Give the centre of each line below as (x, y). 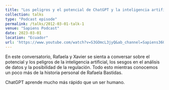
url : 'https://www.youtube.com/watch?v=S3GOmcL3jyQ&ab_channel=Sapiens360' (86, 42)
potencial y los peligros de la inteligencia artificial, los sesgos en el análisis (82, 62)
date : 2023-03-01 (23, 33)
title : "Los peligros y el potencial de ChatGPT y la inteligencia (77, 10)
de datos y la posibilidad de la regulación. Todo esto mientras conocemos (81, 67)
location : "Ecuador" (27, 38)
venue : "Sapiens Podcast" (32, 28)
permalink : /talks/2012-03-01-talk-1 (45, 24)
